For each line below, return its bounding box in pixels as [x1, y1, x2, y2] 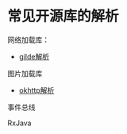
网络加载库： [7, 35, 49, 44]
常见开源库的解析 [7, 7, 120, 25]
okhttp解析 [18, 85, 55, 95]
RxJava [7, 118, 32, 128]
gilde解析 [18, 52, 49, 61]
